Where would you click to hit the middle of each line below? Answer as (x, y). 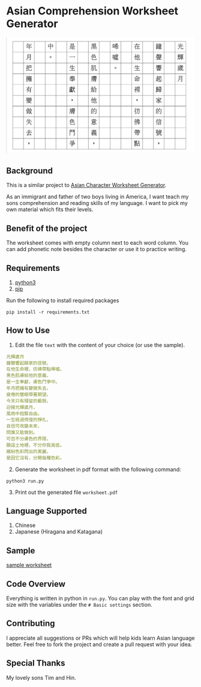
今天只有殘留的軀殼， (28, 401)
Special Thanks (36, 663)
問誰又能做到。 (22, 433)
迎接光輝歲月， (22, 407)
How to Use (28, 331)
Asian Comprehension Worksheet (92, 11)
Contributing (31, 624)
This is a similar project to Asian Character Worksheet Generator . (86, 185)
